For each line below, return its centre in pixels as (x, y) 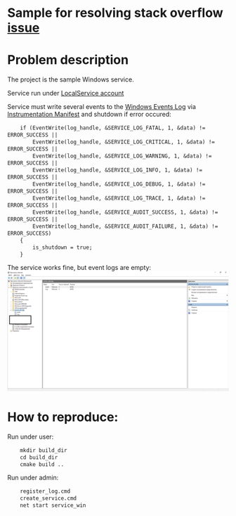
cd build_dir (39, 457)
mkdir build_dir (44, 450)
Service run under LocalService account (66, 93)
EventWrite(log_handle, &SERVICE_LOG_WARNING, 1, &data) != (122, 156)
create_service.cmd (48, 498)
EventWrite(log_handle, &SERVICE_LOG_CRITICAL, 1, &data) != (124, 142)
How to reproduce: (63, 417)
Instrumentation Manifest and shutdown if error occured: (90, 115)
